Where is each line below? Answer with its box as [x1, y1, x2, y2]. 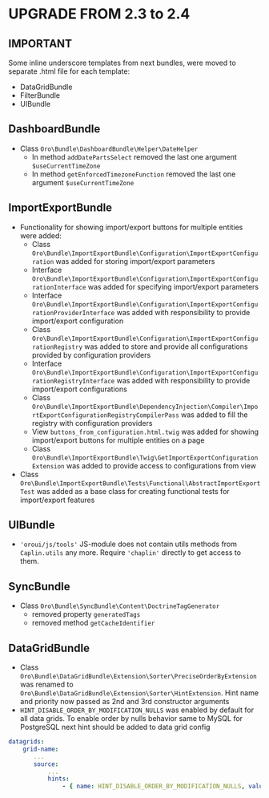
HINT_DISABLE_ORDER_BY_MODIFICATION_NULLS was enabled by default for [19, 705, 255, 715]
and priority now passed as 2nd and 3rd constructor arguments [19, 697, 230, 707]
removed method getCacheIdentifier [31, 618, 155, 628]
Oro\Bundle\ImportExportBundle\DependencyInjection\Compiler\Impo [31, 403, 259, 411]
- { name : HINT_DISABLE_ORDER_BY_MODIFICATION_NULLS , [62, 783, 246, 791]
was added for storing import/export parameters [55, 256, 215, 265]
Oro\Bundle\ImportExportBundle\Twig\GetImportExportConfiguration [31, 454, 259, 462]
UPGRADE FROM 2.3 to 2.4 [8, 5, 191, 23]
